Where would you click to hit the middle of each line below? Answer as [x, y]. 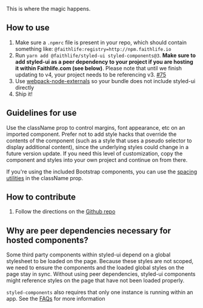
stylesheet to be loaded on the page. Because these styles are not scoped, [100, 261]
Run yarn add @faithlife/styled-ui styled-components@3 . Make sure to [105, 55]
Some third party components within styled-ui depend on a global [88, 255]
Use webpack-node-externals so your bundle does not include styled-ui [105, 81]
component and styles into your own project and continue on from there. [97, 159]
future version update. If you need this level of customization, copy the [95, 153]
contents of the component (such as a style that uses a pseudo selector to [99, 140]
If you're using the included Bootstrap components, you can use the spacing [102, 172]
